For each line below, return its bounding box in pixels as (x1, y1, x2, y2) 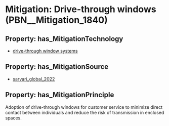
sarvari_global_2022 (12, 76, 55, 82)
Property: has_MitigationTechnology (5, 34, 123, 43)
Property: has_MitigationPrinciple (5, 91, 114, 99)
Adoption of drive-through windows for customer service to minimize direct (5, 104, 163, 110)
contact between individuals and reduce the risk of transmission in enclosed (5, 109, 164, 115)
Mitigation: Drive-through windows (5, 4, 156, 15)
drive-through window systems (12, 48, 78, 54)
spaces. (5, 115, 22, 121)
